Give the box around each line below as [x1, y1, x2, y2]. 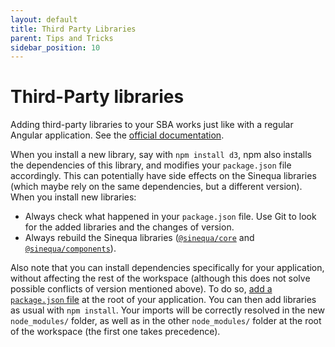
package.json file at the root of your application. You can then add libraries [10, 294, 317, 306]
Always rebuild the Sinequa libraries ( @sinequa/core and [24, 232, 255, 244]
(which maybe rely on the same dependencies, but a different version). [10, 181, 303, 193]
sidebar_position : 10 [10, 42, 101, 53]
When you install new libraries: [10, 191, 137, 203]
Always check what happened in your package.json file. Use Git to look [24, 211, 317, 223]
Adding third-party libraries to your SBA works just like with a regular [10, 119, 294, 131]
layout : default [10, 14, 78, 25]
